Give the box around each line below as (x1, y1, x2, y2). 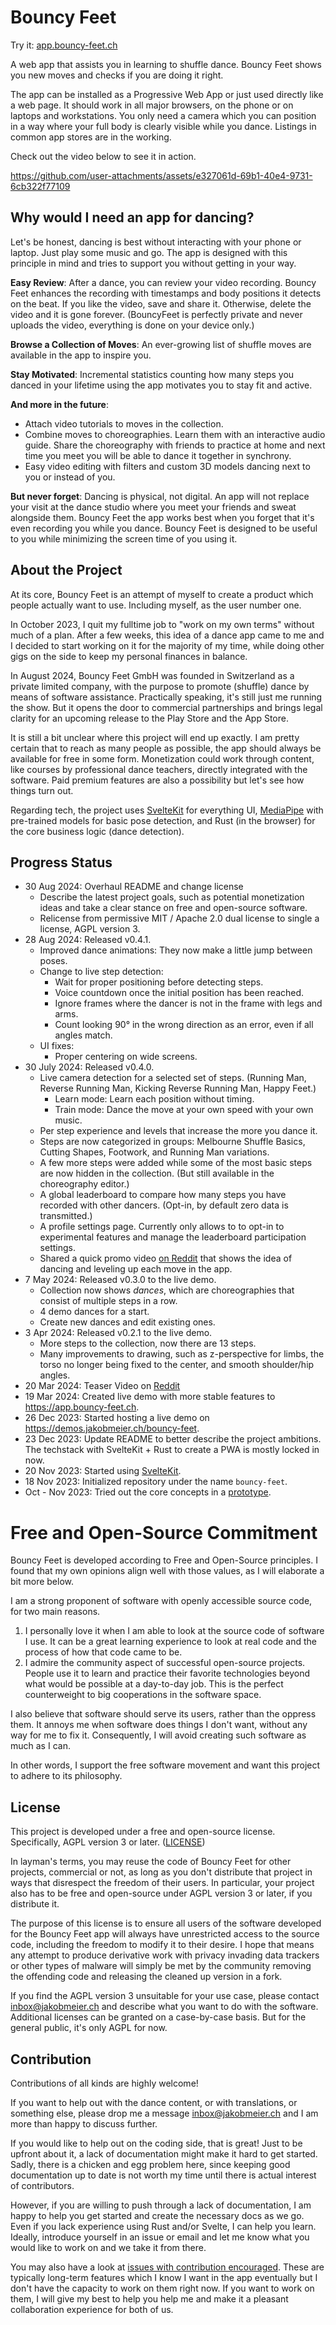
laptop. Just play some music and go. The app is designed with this (10, 246, 288, 258)
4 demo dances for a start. (39, 1306, 150, 1318)
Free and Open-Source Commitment (10, 1521, 318, 1544)
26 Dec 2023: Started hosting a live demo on (24, 1412, 210, 1424)
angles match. (54, 1029, 113, 1041)
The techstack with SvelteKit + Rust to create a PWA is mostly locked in (24, 1444, 320, 1456)
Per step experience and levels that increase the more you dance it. (39, 1125, 318, 1137)
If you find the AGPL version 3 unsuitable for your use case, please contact (10, 1990, 320, 2002)
